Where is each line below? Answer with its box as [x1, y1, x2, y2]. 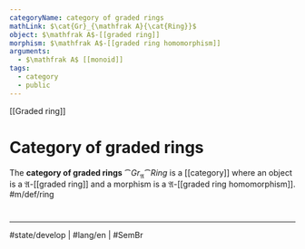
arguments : [9, 47, 51, 56]
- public [17, 81, 51, 90]
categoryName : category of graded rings [9, 13, 165, 23]
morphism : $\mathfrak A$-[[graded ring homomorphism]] [9, 38, 221, 48]
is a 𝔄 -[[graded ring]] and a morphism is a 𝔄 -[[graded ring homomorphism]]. [9, 178, 296, 190]
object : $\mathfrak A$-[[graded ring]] [9, 30, 161, 39]
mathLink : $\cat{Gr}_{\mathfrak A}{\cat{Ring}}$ [9, 22, 197, 31]
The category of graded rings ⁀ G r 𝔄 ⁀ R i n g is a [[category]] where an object [9, 167, 292, 180]
